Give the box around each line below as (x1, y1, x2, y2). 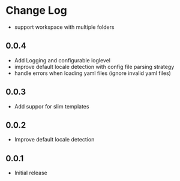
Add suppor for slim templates (14, 102, 89, 110)
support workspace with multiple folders (14, 23, 115, 31)
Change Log (5, 4, 67, 17)
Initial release (14, 169, 47, 177)
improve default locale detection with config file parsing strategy (14, 63, 175, 70)
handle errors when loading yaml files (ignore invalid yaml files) (14, 70, 172, 77)
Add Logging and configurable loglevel (14, 56, 110, 64)
